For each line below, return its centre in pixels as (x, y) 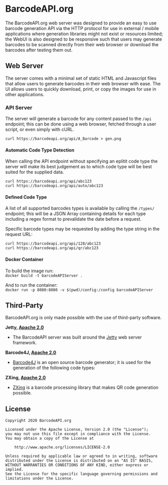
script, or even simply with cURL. (40, 130)
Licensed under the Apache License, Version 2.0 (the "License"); (77, 430)
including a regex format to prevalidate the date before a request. (74, 219)
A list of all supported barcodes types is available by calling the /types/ (80, 208)
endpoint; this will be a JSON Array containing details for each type (76, 214)
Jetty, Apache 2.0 (25, 327)
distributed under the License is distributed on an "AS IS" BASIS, (79, 461)
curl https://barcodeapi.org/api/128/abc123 (53, 244)
